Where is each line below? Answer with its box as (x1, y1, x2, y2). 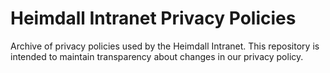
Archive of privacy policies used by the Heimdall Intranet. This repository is (10, 40, 320, 52)
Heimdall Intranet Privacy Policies (10, 7, 297, 30)
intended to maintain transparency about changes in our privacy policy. (10, 50, 304, 62)
